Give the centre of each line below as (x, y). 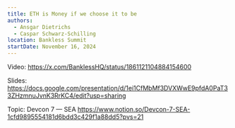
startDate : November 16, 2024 (52, 47)
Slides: (17, 81)
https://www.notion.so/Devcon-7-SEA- (134, 109)
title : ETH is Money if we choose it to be (72, 14)
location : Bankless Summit (47, 40)
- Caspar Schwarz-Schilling (55, 34)
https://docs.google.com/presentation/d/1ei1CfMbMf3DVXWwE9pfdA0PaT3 (117, 88)
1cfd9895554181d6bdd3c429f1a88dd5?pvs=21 (76, 117)
